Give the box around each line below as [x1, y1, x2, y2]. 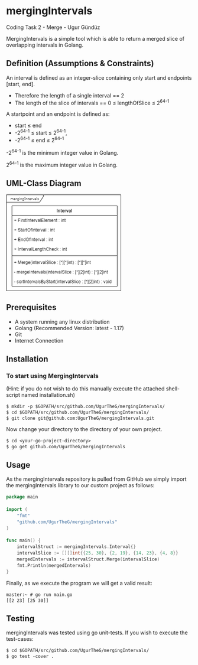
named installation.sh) [21, 392, 75, 399]
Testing [6, 613, 35, 624]
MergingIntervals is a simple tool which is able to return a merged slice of [6, 35, 185, 42]
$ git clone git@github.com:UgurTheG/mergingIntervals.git [6, 415, 155, 422]
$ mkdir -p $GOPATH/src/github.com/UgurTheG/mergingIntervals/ [6, 403, 165, 410]
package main [6, 494, 38, 500]
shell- [165, 385, 180, 392]
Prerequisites [6, 302, 57, 312]
